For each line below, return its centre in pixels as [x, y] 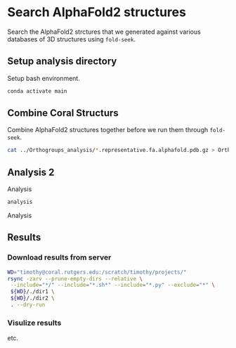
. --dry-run [28, 305]
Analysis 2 [31, 172]
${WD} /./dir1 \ [32, 292]
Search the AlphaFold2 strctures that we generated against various [104, 32]
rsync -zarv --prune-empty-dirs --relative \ [75, 278]
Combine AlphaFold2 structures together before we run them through [108, 130]
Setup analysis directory [62, 62]
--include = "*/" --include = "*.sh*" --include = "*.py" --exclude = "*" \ [113, 285]
